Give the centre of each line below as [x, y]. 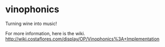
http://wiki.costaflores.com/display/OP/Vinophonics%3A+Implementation [82, 39]
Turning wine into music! [31, 24]
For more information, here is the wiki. [45, 33]
